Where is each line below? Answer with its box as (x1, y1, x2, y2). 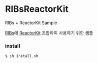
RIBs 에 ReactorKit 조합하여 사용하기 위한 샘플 (5, 30, 94, 35)
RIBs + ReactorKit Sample (5, 20, 58, 26)
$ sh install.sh (5, 54, 38, 59)
